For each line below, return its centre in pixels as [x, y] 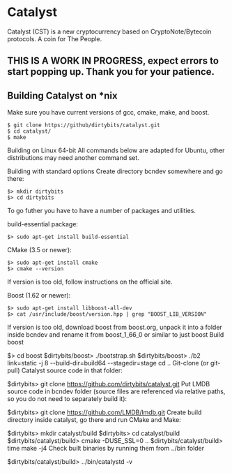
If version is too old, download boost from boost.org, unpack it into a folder [115, 327]
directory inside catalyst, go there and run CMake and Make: [94, 420]
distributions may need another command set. [73, 158]
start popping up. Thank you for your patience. [111, 72]
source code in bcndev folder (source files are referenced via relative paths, [116, 391]
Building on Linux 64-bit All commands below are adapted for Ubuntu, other [116, 150]
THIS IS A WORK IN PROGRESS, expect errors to [113, 61]
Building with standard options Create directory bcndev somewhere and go [115, 171]
